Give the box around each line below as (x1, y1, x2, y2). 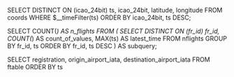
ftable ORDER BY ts (7, 63, 63, 71)
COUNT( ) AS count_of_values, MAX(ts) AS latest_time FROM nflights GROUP (7, 34, 228, 43)
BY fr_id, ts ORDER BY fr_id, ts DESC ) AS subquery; (7, 42, 157, 50)
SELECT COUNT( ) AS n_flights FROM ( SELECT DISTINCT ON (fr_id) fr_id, (7, 27, 220, 35)
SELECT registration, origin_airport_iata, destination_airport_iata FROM (7, 55, 211, 64)
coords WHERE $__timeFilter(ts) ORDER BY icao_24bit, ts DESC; (7, 13, 191, 22)
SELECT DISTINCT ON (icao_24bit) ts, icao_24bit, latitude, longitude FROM (7, 6, 223, 14)
